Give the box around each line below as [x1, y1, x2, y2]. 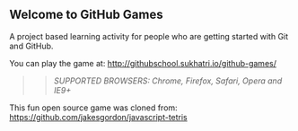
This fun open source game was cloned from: [9, 102, 178, 113]
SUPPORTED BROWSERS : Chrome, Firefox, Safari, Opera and [53, 75, 283, 86]
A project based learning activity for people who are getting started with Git [9, 31, 289, 41]
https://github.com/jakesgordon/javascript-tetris [9, 111, 188, 122]
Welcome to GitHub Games [9, 7, 163, 22]
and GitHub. [9, 40, 54, 51]
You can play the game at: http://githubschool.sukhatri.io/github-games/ [9, 57, 276, 68]
